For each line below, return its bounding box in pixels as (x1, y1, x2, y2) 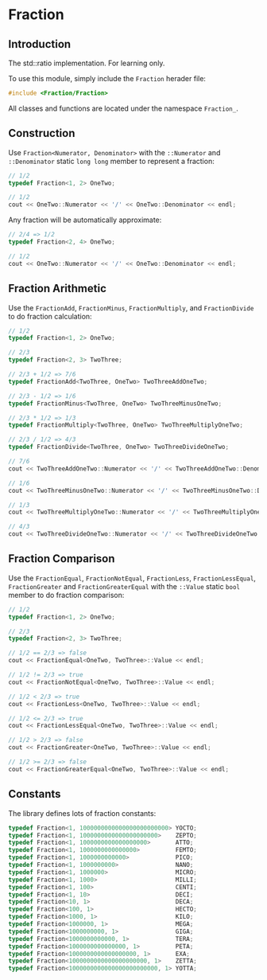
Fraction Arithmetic (8, 282, 107, 295)
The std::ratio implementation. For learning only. (8, 58, 165, 68)
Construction (8, 127, 75, 140)
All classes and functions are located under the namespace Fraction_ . (8, 103, 238, 113)
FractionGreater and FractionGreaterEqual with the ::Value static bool (8, 581, 241, 591)
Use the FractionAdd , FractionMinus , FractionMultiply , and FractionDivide (8, 303, 254, 312)
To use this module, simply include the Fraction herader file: (8, 74, 207, 83)
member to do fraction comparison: (8, 590, 125, 599)
